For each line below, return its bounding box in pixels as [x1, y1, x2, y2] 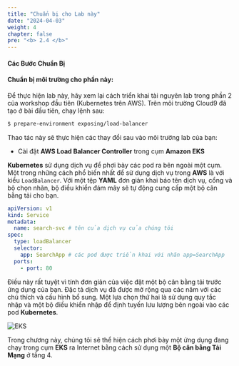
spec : [7, 231, 24, 239]
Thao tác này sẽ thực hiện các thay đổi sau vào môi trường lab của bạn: [7, 133, 218, 141]
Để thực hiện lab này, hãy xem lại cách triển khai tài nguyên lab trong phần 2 [7, 91, 232, 100]
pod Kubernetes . [7, 307, 59, 316]
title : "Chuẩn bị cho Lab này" [7, 10, 101, 18]
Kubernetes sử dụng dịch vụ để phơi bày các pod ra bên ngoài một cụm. [7, 161, 223, 169]
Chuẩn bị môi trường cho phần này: [7, 76, 114, 84]
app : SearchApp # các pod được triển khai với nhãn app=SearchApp [20, 251, 225, 258]
